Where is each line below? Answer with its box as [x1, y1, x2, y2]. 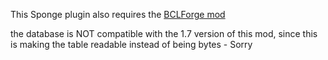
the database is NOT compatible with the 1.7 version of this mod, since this [10, 28, 318, 39]
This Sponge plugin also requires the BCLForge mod [10, 9, 226, 20]
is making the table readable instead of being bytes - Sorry [10, 39, 253, 50]
